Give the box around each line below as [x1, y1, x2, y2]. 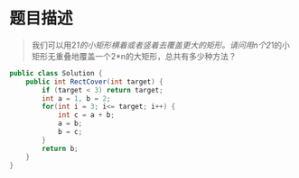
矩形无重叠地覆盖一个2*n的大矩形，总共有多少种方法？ [31, 50, 237, 61]
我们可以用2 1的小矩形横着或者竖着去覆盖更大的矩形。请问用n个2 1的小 [31, 40, 291, 50]
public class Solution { [9, 68, 103, 77]
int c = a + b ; [57, 111, 116, 120]
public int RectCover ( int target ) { [25, 77, 164, 86]
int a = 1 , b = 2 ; [42, 93, 111, 103]
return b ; [42, 144, 79, 153]
